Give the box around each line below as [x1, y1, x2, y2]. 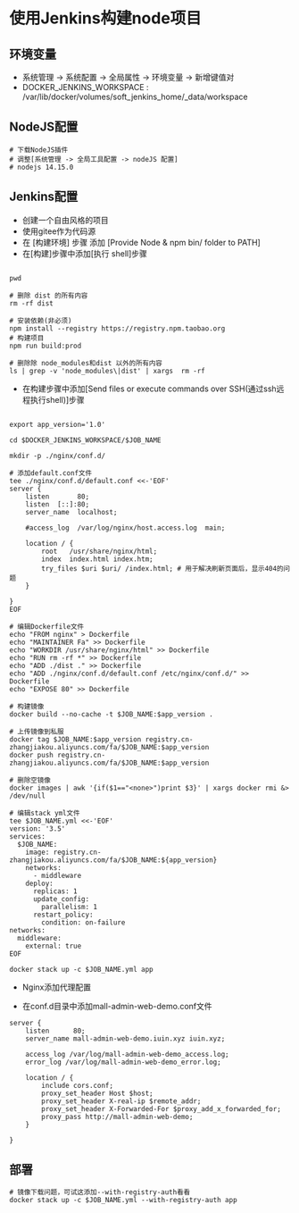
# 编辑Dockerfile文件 [9, 622, 85, 631]
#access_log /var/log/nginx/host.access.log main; [25, 523, 226, 532]
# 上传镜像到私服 [9, 727, 64, 736]
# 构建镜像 [9, 702, 45, 711]
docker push [9, 750, 54, 759]
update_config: [32, 894, 90, 903]
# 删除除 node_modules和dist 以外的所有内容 [9, 358, 162, 367]
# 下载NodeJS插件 [9, 145, 69, 155]
